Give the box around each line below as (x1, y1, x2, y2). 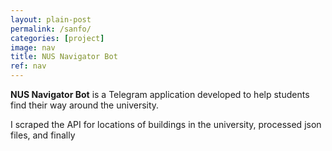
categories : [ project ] (10, 33, 105, 43)
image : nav (10, 42, 56, 53)
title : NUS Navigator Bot (10, 52, 118, 62)
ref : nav (10, 61, 47, 71)
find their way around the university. (10, 99, 160, 111)
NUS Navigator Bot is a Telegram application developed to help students (10, 89, 310, 100)
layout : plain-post (10, 14, 92, 25)
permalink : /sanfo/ (10, 24, 92, 34)
